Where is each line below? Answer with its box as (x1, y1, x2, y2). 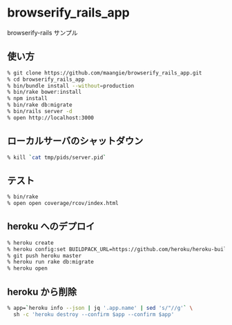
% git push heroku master (7, 252, 81, 259)
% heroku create (7, 239, 54, 246)
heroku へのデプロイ (7, 221, 95, 233)
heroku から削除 (7, 286, 77, 297)
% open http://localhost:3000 (7, 114, 95, 121)
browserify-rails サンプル (7, 28, 78, 37)
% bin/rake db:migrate (7, 101, 72, 108)
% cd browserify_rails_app (7, 76, 85, 83)
